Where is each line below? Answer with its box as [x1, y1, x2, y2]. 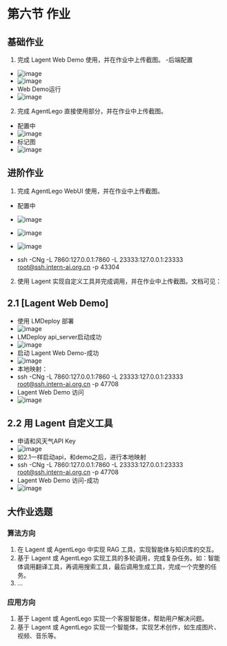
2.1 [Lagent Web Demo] [7, 298, 109, 310]
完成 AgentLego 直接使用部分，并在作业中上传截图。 [17, 107, 167, 115]
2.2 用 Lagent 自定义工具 [7, 417, 113, 429]
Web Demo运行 [17, 85, 61, 93]
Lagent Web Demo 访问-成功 [17, 476, 99, 484]
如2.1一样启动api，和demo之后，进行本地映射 [17, 453, 147, 462]
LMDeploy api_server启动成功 [17, 332, 102, 341]
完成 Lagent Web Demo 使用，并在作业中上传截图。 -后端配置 [17, 56, 193, 64]
